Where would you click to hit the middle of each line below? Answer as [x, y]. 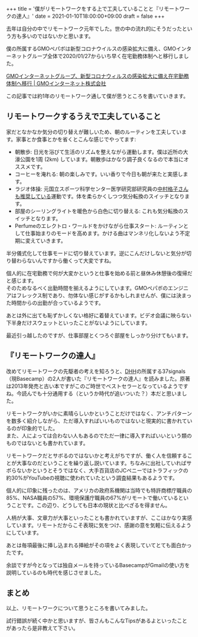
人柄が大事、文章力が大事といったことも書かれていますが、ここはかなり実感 [99, 517]
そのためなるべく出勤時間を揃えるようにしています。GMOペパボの [87, 288]
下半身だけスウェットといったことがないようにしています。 [78, 323]
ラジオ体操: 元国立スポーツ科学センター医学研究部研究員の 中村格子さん [102, 189]
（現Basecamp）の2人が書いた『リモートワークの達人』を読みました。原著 [98, 378]
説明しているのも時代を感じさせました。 [55, 572]
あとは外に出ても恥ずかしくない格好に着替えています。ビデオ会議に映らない [99, 315]
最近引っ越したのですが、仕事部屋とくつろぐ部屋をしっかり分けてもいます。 [99, 335]
